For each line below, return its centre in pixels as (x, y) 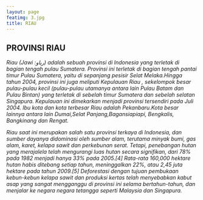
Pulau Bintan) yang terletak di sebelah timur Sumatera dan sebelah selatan (101, 95)
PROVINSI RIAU (36, 48)
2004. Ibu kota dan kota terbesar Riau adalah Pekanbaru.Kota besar (93, 108)
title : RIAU (21, 23)
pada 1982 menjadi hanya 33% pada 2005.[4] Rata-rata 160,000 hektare (98, 158)
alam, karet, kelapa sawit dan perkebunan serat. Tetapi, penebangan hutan (101, 145)
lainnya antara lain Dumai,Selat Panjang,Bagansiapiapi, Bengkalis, (90, 114)
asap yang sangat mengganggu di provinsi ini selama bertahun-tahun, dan (101, 184)
